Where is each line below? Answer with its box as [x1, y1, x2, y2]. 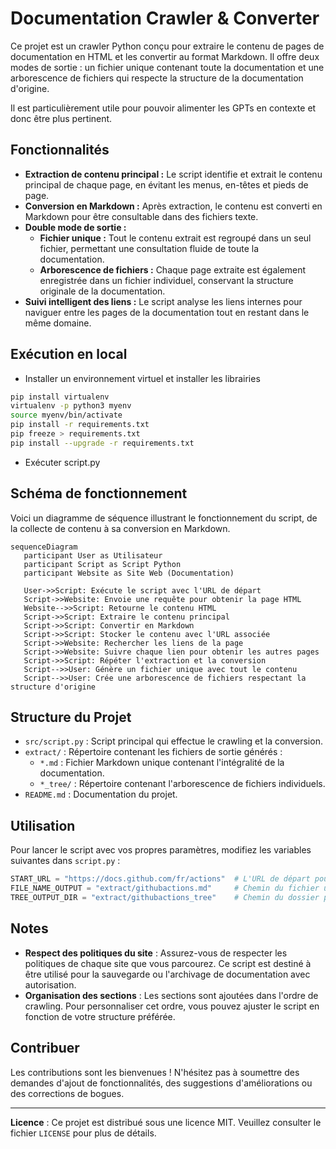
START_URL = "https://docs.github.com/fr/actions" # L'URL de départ [10, 874, 311, 884]
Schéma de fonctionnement [10, 485, 188, 502]
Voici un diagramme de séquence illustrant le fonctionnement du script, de [10, 512, 318, 524]
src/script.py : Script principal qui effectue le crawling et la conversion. [24, 735, 323, 747]
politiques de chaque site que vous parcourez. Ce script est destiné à [24, 957, 312, 969]
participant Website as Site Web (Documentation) [23, 568, 235, 578]
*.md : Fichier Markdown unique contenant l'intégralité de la [39, 757, 285, 769]
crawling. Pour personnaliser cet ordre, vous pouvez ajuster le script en [24, 1000, 320, 1012]
